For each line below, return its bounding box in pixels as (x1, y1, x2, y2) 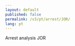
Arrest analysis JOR (5, 35, 46, 41)
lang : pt (5, 21, 23, 26)
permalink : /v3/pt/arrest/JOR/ (5, 16, 70, 21)
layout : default (5, 7, 39, 12)
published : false (5, 12, 41, 17)
